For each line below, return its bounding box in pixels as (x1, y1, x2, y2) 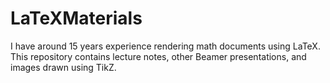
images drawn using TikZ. (10, 61, 117, 73)
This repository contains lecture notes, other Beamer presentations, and (10, 50, 307, 62)
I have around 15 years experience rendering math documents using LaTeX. (10, 40, 321, 52)
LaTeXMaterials (10, 7, 143, 30)
